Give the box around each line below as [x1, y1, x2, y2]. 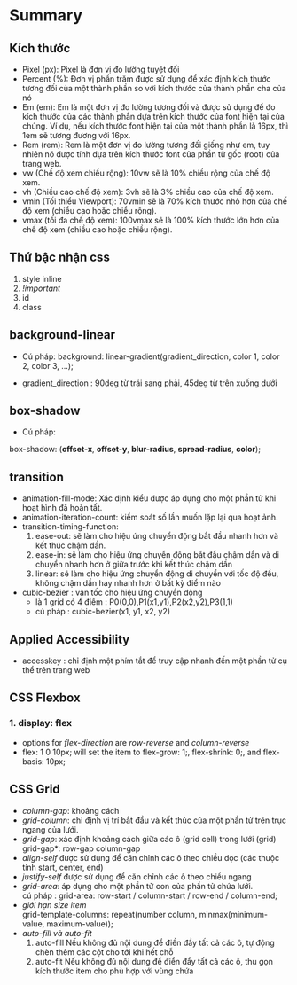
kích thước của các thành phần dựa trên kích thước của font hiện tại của [21, 112, 285, 121]
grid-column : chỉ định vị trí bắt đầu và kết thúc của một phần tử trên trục [21, 815, 286, 825]
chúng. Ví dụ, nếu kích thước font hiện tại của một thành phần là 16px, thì [21, 121, 289, 131]
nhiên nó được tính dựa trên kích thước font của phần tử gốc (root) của [21, 149, 280, 160]
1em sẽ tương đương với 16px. [21, 130, 131, 140]
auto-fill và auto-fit [21, 927, 93, 938]
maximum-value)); [46, 919, 113, 929]
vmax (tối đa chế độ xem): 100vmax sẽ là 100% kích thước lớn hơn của [21, 215, 280, 225]
